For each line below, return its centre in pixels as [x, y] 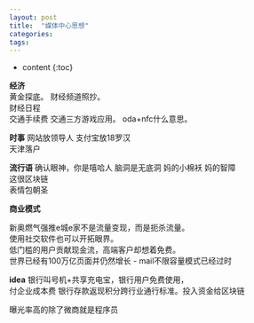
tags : [19, 42]
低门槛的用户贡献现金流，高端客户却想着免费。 [95, 250]
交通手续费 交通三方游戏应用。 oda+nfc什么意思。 [101, 119]
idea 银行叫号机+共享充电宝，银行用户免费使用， [99, 280]
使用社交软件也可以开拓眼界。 [63, 239]
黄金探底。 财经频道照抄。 [57, 97]
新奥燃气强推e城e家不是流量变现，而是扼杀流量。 [99, 228]
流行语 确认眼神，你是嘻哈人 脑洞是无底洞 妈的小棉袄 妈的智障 [123, 168]
